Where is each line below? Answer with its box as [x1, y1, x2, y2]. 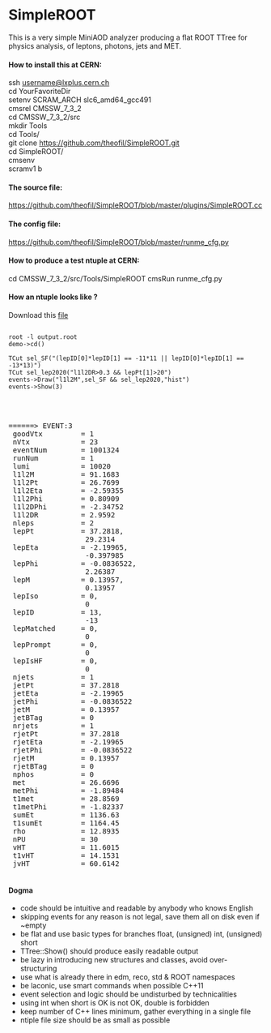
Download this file [8, 310, 69, 319]
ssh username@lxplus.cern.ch [8, 78, 110, 88]
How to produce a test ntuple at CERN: [8, 255, 140, 265]
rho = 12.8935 [12, 826, 120, 836]
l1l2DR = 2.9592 [12, 510, 116, 520]
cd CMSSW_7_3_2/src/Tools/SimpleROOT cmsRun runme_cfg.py [8, 273, 222, 283]
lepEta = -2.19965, [12, 542, 129, 552]
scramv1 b [8, 164, 43, 174]
